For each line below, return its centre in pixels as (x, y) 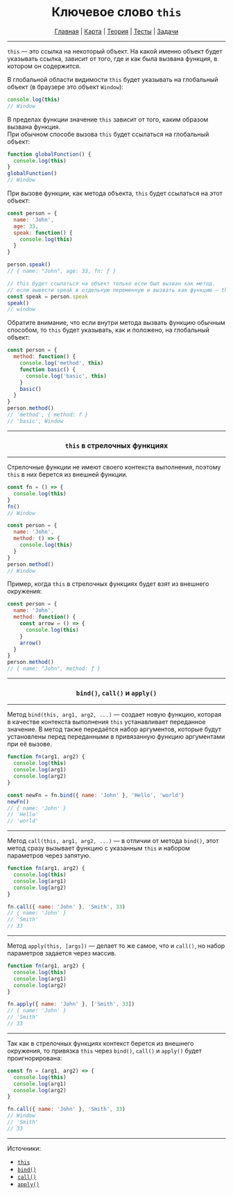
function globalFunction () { (49, 154)
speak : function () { (43, 233)
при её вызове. (29, 744)
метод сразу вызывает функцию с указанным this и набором (99, 849)
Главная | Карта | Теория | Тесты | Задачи (116, 31)
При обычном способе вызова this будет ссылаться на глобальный (108, 134)
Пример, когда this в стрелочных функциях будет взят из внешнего (108, 584)
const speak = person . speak (48, 296)
